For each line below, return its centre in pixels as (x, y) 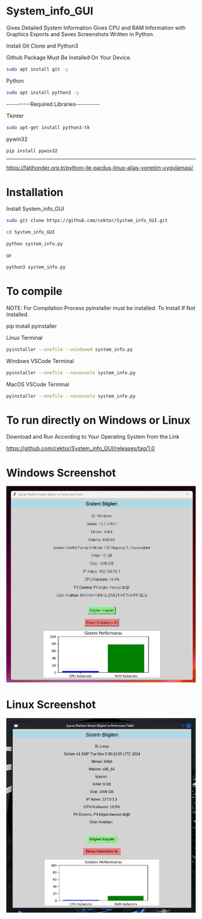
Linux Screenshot (51, 705)
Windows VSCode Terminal (40, 361)
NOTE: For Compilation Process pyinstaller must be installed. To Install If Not (101, 308)
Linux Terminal (25, 338)
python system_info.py (35, 244)
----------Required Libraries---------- (53, 104)
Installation (35, 192)
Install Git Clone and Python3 (42, 46)
